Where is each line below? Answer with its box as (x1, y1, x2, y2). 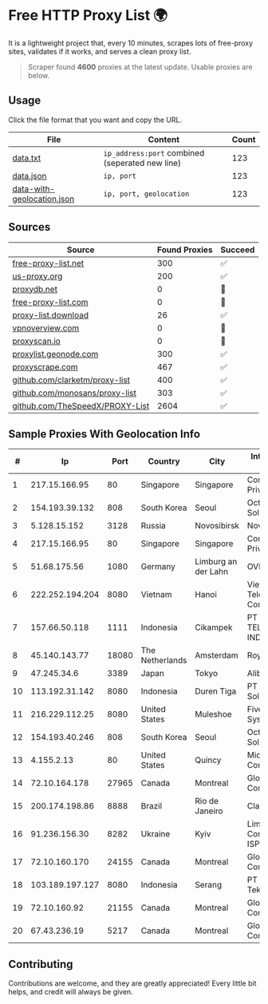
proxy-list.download (12, 309, 89, 320)
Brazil (140, 800, 163, 812)
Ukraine (140, 828, 171, 840)
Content (148, 133, 180, 144)
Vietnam (140, 589, 172, 600)
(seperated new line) (103, 157, 182, 168)
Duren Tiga (195, 686, 237, 697)
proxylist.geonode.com (12, 348, 99, 359)
